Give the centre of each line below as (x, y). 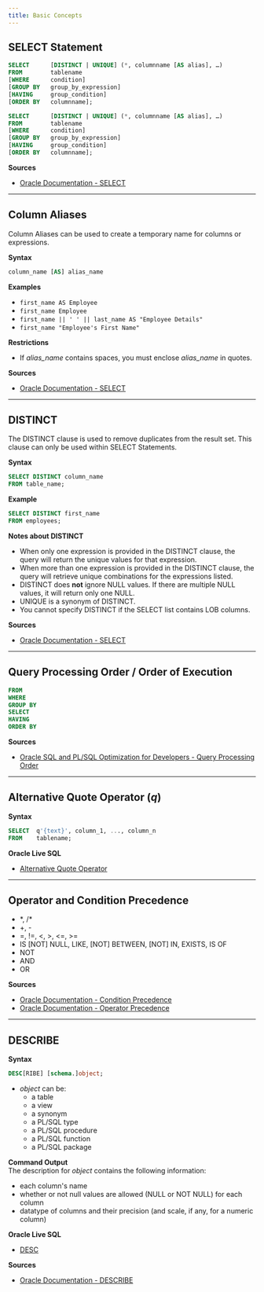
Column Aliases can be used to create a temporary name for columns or (125, 233)
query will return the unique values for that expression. (108, 560)
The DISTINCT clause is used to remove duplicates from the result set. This (130, 439)
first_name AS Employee (59, 303)
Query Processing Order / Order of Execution (121, 672)
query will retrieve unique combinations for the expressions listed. (126, 576)
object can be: (43, 1088)
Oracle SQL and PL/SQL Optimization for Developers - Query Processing (137, 757)
